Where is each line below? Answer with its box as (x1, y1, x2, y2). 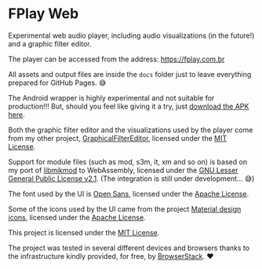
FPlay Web (8, 5, 79, 23)
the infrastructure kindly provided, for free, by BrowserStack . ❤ (8, 251, 214, 260)
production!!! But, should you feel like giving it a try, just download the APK (8, 101, 249, 111)
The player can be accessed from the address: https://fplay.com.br (8, 54, 225, 64)
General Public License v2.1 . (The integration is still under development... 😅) (8, 174, 255, 183)
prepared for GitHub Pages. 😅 (8, 78, 107, 87)
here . (8, 109, 25, 119)
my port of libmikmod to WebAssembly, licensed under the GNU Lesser (8, 165, 238, 175)
